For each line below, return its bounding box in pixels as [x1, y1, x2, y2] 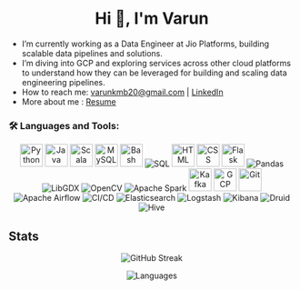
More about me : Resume [21, 95, 116, 107]
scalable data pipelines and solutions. [21, 47, 163, 58]
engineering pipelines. [21, 76, 105, 87]
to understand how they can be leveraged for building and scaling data [21, 67, 287, 78]
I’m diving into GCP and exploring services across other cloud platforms [21, 57, 292, 68]
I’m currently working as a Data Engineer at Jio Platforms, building [21, 38, 270, 49]
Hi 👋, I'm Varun [95, 8, 209, 29]
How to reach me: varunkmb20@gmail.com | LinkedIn [21, 86, 224, 97]
